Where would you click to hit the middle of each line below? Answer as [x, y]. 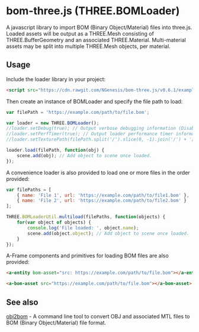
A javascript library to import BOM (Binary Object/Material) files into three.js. [99, 27]
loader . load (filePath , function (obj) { [55, 150]
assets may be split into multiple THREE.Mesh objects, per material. [88, 46]
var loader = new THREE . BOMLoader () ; [53, 123]
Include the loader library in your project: [56, 79]
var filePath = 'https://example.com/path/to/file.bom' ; [78, 112]
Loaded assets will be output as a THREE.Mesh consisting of [80, 33]
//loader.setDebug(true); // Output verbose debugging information [91, 129]
